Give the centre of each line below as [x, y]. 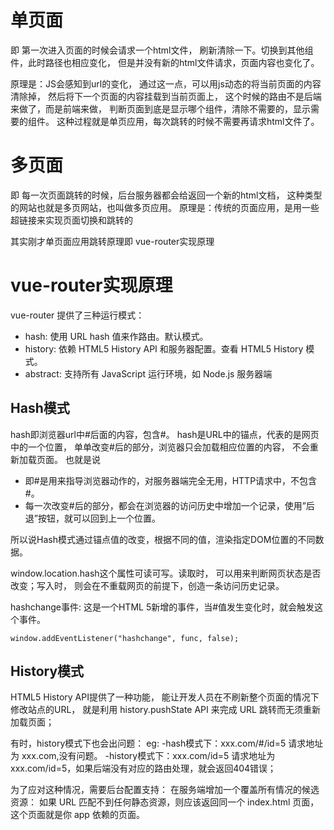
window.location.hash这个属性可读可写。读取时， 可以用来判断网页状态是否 [166, 573]
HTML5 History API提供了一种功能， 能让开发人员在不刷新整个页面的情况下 [165, 697]
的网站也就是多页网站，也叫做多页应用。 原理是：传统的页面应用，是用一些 [165, 207]
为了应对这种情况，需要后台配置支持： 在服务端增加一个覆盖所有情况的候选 [165, 790]
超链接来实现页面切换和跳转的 [71, 220]
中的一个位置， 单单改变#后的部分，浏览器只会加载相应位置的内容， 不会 [160, 447]
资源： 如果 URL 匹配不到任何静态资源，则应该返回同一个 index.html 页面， [165, 802]
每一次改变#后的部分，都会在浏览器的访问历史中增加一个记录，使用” [165, 505]
